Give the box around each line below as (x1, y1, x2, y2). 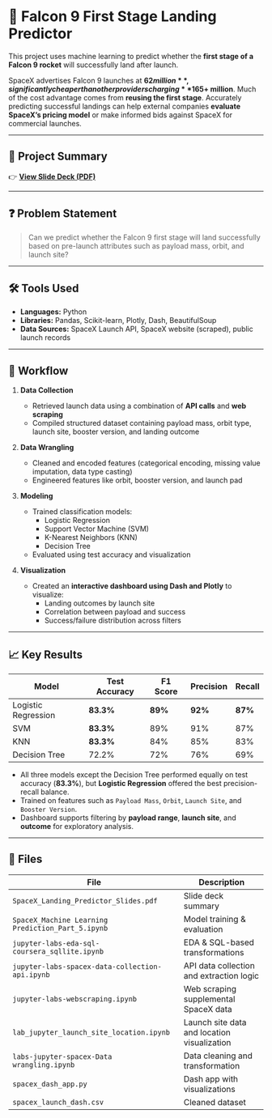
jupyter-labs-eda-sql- (12, 938, 100, 948)
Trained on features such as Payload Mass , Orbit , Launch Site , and (19, 796, 242, 805)
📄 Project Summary (8, 150, 108, 164)
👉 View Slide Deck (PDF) (8, 172, 96, 181)
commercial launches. (8, 118, 83, 128)
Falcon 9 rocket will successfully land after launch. (8, 60, 179, 70)
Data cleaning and (183, 1050, 253, 1061)
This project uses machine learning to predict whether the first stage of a (8, 51, 253, 61)
